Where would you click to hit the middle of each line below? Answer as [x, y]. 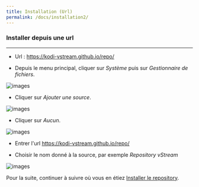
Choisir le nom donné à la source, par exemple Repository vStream [96, 154]
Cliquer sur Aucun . [38, 120]
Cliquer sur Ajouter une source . [53, 97]
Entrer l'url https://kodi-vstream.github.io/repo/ [72, 143]
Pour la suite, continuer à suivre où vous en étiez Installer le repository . [93, 178]
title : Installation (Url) [39, 12]
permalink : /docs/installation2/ [47, 17]
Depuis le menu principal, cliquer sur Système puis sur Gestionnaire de [101, 68]
